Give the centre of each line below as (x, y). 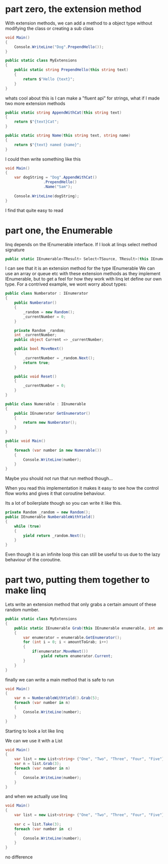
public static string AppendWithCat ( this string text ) (63, 113)
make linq (26, 591)
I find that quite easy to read (34, 210)
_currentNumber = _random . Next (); (59, 358)
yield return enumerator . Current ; (77, 656)
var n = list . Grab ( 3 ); (38, 764)
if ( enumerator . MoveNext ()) (60, 651)
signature (15, 250)
